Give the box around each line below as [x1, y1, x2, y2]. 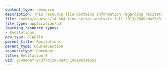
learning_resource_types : [5, 26, 59, 31]
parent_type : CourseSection [5, 44, 64, 49]
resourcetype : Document [5, 48, 55, 53]
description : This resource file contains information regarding [5, 12, 143, 17]
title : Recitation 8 [5, 53, 48, 58]
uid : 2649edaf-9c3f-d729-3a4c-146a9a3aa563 [5, 58, 97, 63]
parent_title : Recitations [5, 39, 61, 44]
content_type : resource [5, 7, 55, 12]
